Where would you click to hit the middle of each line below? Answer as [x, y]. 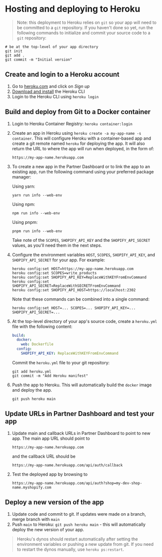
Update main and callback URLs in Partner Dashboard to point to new [81, 433]
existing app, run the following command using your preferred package [83, 172]
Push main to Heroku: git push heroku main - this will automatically [79, 524]
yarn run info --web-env [37, 195]
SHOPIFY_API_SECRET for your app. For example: [59, 260]
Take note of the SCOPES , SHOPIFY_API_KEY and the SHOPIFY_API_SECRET [81, 240]
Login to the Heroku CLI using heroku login [55, 96]
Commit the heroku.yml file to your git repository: [61, 362]
